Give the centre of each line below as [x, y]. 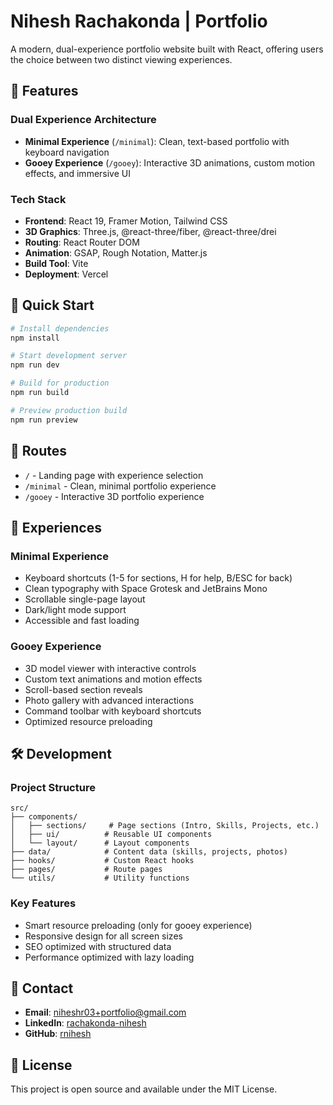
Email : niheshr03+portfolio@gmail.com [105, 1012]
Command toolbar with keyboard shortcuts [113, 711]
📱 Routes [38, 451]
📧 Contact [42, 988]
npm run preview [44, 420]
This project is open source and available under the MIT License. [144, 1089]
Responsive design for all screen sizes [103, 936]
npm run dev [35, 365]
